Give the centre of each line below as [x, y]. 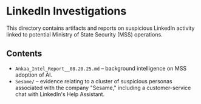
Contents [24, 54]
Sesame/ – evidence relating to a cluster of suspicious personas [94, 81]
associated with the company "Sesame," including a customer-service [103, 88]
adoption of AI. [34, 75]
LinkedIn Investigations [66, 11]
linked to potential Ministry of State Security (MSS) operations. [84, 34]
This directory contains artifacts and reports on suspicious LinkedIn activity [101, 28]
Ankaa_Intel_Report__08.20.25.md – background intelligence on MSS [101, 68]
